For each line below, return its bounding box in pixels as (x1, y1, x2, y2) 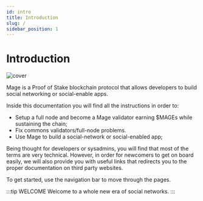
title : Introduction (6, 15, 59, 21)
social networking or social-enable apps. (6, 90, 108, 98)
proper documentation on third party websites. (6, 165, 123, 172)
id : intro (6, 9, 32, 15)
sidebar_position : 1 (6, 26, 59, 32)
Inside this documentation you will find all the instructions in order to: (6, 102, 179, 109)
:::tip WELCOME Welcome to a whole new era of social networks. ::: (6, 188, 175, 195)
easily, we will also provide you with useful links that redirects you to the (6, 158, 187, 165)
